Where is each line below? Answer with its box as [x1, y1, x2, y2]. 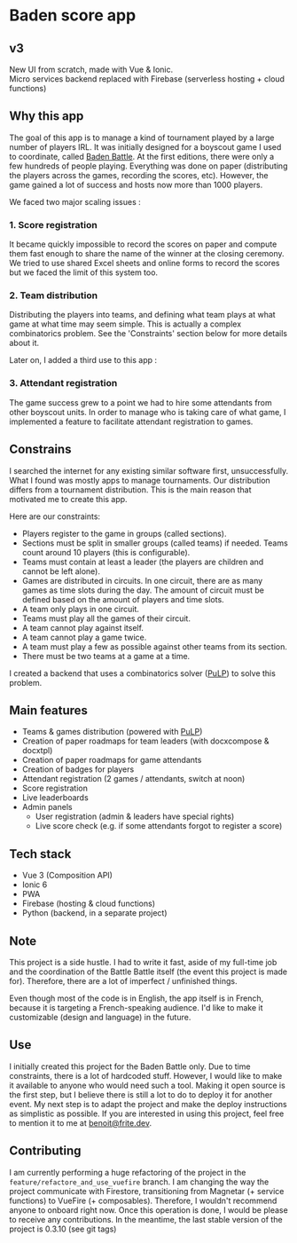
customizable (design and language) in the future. [9, 1011, 191, 1022]
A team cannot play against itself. [21, 622, 145, 633]
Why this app [9, 108, 84, 124]
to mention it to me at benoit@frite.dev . [9, 1117, 152, 1128]
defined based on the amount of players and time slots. [21, 594, 224, 604]
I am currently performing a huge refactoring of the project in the [9, 1167, 246, 1177]
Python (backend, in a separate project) [21, 908, 168, 918]
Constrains [9, 442, 72, 457]
